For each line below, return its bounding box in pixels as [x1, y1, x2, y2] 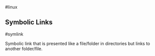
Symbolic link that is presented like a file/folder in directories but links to [5, 40, 151, 46]
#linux [5, 4, 18, 10]
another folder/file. [5, 46, 43, 52]
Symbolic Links [5, 18, 53, 26]
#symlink [5, 31, 23, 37]
